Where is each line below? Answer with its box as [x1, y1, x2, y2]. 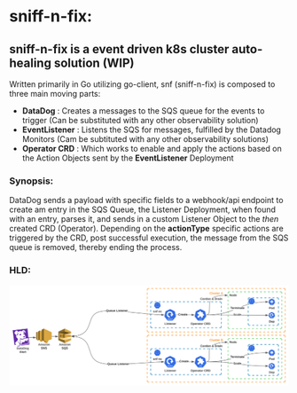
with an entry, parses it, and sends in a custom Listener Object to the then [9, 214, 279, 224]
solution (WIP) [53, 55, 135, 70]
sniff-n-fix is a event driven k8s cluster [9, 42, 230, 57]
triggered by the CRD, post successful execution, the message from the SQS [9, 232, 289, 243]
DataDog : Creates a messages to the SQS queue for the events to [21, 106, 265, 116]
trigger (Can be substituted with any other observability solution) [21, 115, 259, 125]
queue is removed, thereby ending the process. [9, 242, 183, 253]
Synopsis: [9, 175, 54, 187]
